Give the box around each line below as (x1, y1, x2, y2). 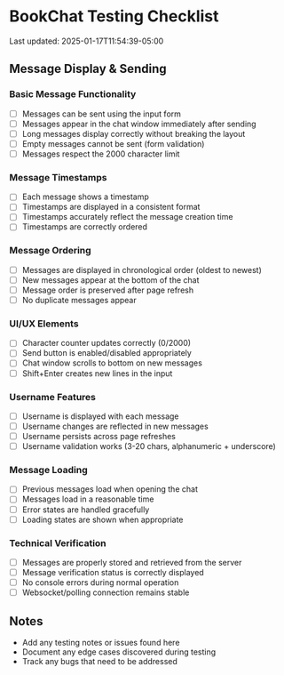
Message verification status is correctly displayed (21, 567, 204, 578)
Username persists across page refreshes (21, 431, 176, 441)
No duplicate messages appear (21, 294, 137, 305)
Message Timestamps (9, 171, 107, 183)
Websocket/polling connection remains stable (21, 587, 190, 598)
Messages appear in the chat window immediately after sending (21, 118, 256, 129)
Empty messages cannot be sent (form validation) (21, 138, 205, 149)
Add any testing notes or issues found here (21, 638, 180, 648)
